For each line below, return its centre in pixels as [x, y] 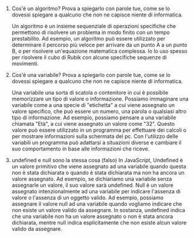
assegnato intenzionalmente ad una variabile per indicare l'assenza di [96, 191]
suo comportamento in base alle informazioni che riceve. [81, 149]
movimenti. [25, 63]
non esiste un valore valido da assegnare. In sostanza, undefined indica [98, 210]
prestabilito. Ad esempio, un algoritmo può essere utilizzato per [88, 38]
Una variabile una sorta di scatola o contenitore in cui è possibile [90, 93]
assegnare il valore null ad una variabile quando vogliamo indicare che [97, 204]
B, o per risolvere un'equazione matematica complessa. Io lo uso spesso [99, 51]
